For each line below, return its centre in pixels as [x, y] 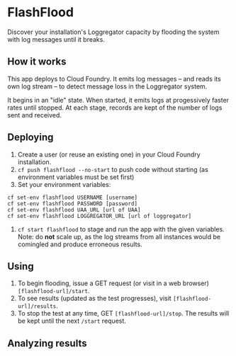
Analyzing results [47, 343]
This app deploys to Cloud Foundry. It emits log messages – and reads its [114, 79]
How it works [37, 62]
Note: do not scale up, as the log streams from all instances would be [119, 236]
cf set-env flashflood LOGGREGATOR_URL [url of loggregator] [100, 216]
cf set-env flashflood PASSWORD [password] [73, 203]
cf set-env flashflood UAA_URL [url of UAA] [74, 209]
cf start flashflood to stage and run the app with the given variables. [121, 229]
